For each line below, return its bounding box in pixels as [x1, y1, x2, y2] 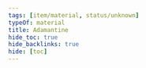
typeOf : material [8, 19, 66, 27]
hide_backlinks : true [8, 41, 80, 48]
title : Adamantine [8, 26, 69, 34]
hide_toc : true [8, 33, 58, 41]
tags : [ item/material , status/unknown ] [8, 11, 140, 20]
